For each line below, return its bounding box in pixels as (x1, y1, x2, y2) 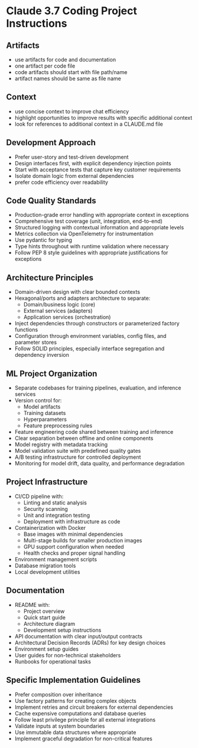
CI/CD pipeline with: (14, 493, 64, 500)
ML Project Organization (6, 369, 98, 379)
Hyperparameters (23, 416, 67, 423)
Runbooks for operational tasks (14, 658, 92, 665)
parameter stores (14, 339, 57, 346)
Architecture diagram (23, 620, 76, 627)
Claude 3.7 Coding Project (6, 4, 137, 18)
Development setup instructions (23, 626, 102, 634)
